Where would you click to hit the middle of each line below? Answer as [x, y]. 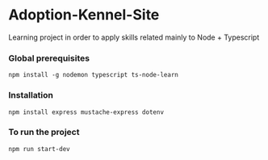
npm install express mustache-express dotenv [86, 112]
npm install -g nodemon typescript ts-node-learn [94, 75]
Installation [31, 95]
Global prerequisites [49, 58]
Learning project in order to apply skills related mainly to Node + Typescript [134, 37]
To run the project [44, 133]
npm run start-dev [39, 149]
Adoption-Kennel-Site [84, 15]
